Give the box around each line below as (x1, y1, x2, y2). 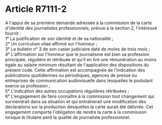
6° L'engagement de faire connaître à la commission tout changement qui (5, 93, 155, 99)
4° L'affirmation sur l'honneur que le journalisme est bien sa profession (5, 51, 150, 57)
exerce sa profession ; (5, 83, 50, 88)
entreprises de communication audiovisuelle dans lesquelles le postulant (5, 78, 153, 83)
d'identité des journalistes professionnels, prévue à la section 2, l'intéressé (5, 25, 157, 31)
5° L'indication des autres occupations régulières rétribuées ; (5, 88, 129, 94)
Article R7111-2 (5, 3, 67, 15)
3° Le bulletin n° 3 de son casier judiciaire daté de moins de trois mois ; (5, 46, 150, 52)
